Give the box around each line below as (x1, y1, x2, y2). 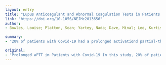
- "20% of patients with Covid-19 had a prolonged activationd (5, 39, 138, 44)
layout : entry (5, 7, 35, 12)
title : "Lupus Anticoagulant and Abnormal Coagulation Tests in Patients (5, 12, 161, 17)
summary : (5, 34, 23, 39)
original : (5, 48, 26, 53)
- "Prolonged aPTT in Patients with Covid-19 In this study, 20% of (5, 52, 149, 57)
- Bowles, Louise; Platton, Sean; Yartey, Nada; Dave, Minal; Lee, (5, 26, 147, 31)
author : (5, 21, 21, 26)
